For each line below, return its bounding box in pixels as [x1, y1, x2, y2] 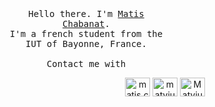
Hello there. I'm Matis [28, 8, 145, 19]
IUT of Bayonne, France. [25, 38, 147, 49]
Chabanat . [62, 18, 110, 29]
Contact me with [46, 58, 127, 69]
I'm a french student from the [9, 28, 164, 39]
